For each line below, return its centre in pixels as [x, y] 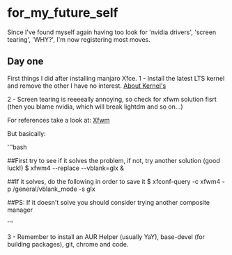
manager [20, 210]
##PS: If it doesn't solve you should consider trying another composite [109, 202]
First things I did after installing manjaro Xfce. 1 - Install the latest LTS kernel [116, 78]
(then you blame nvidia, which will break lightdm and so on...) [95, 107]
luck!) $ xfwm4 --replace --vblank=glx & [65, 168]
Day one [25, 62]
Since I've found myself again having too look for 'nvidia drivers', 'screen [112, 32]
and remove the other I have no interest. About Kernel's [87, 86]
